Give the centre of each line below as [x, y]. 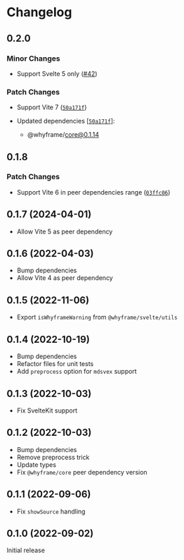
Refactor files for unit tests [55, 364]
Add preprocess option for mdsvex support [77, 372]
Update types [37, 464]
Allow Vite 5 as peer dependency [65, 231]
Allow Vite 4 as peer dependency [65, 278]
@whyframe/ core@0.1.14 [63, 135]
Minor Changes [33, 59]
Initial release [26, 550]
